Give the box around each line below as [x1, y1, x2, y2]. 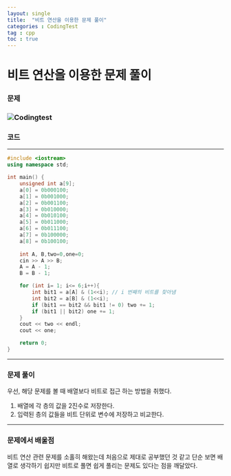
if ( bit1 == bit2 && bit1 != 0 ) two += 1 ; [32, 301, 155, 309]
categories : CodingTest [7, 23, 78, 30]
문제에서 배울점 [7, 435, 55, 445]
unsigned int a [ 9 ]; [19, 180, 76, 187]
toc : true [7, 36, 38, 43]
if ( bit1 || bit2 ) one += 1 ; [32, 308, 115, 315]
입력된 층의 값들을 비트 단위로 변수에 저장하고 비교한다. [16, 411, 164, 419]
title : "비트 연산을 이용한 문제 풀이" [7, 17, 107, 23]
